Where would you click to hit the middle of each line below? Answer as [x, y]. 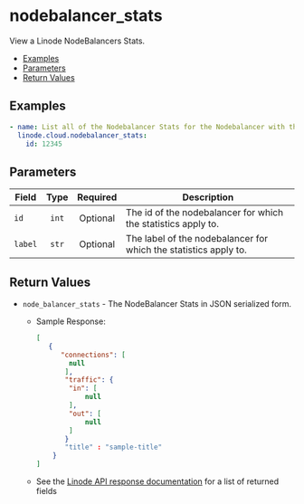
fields [46, 491]
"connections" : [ [93, 355]
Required [97, 197]
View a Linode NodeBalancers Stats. [77, 41]
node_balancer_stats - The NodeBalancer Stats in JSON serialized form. [157, 304]
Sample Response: [71, 321]
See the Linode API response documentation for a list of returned [157, 481]
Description [208, 197]
